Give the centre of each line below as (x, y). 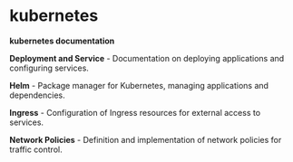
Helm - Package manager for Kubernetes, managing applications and (139, 85)
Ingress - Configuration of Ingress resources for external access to (135, 112)
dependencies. (37, 95)
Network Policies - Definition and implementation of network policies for (146, 139)
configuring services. (49, 68)
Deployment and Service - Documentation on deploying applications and (147, 58)
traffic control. (36, 149)
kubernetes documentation (62, 41)
